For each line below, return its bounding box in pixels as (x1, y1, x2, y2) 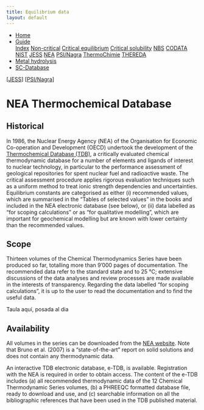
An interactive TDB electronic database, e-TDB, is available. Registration (6, 364, 188, 372)
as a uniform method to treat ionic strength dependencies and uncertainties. (6, 182, 198, 189)
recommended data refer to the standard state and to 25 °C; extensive (6, 268, 183, 275)
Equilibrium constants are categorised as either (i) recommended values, (6, 189, 189, 196)
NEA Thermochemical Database (6, 97, 172, 110)
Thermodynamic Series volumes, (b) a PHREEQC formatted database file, (6, 384, 191, 391)
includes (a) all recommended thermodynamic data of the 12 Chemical (6, 377, 183, 384)
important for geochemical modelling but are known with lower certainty (6, 214, 188, 222)
